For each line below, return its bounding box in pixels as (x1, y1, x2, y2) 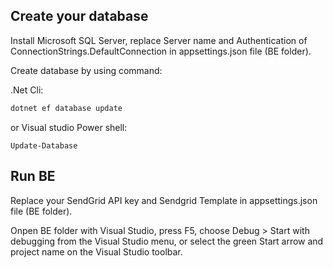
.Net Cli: (10, 84, 44, 96)
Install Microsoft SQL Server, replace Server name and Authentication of (10, 34, 308, 46)
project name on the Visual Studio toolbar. (10, 245, 183, 258)
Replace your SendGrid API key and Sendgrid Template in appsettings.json (10, 194, 318, 206)
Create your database (10, 8, 149, 25)
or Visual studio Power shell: (10, 121, 128, 133)
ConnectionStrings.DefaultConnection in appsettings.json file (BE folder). (10, 45, 312, 57)
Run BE (10, 168, 56, 185)
